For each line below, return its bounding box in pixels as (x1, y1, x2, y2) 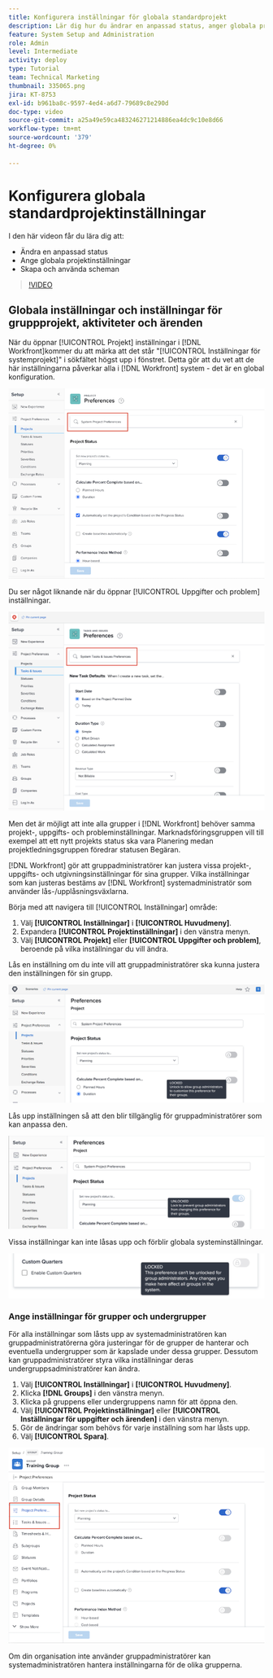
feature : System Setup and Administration (8, 30, 154, 38)
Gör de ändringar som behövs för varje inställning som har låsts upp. (19, 1423, 250, 1433)
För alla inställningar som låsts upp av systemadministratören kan (8, 1330, 227, 1339)
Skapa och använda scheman (19, 264, 119, 274)
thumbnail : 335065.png (8, 81, 85, 90)
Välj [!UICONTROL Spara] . (19, 1431, 110, 1441)
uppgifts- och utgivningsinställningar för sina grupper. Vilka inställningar (8, 870, 250, 879)
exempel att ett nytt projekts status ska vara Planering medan (8, 836, 214, 846)
